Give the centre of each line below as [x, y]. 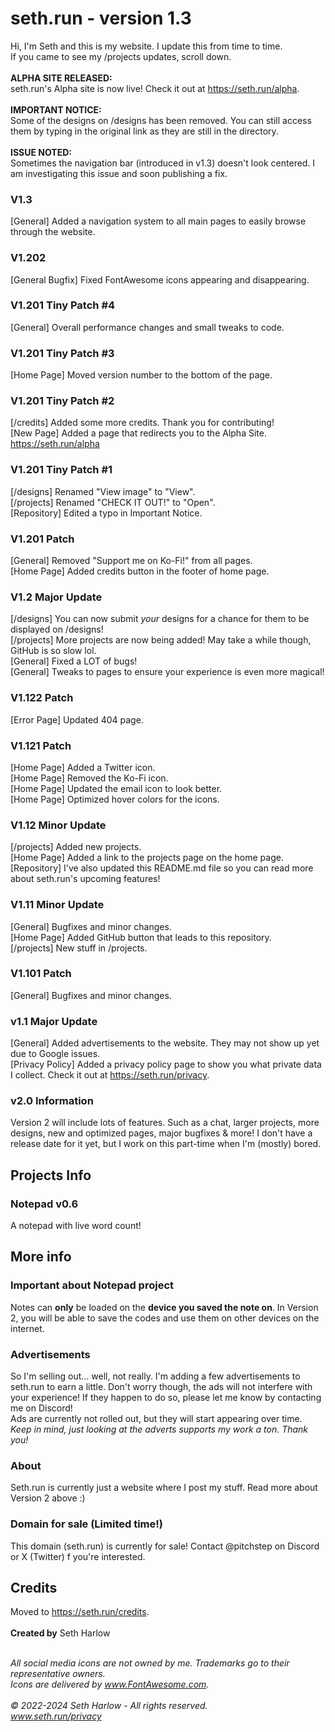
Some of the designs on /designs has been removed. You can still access [161, 120]
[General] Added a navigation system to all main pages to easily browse [158, 221]
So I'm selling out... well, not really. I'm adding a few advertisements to [155, 1376]
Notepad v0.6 [44, 1204]
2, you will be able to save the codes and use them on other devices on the [165, 1318]
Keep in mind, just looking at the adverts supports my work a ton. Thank [159, 1429]
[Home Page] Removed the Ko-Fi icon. [89, 778]
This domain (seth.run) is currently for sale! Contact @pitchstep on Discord [165, 1546]
